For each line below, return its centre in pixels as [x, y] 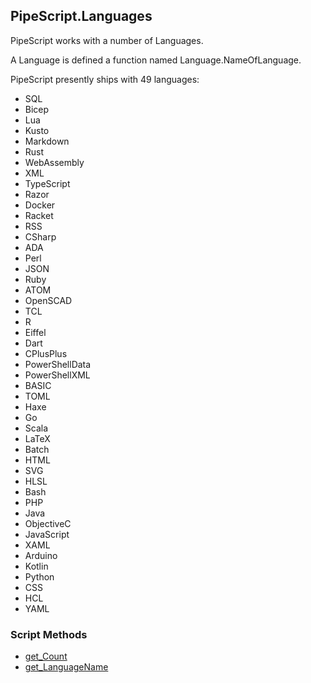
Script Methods [49, 634]
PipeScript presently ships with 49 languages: [105, 79]
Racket [39, 215]
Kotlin [36, 566]
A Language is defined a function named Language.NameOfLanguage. [156, 60]
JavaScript [47, 534]
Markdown [47, 141]
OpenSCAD [48, 300]
